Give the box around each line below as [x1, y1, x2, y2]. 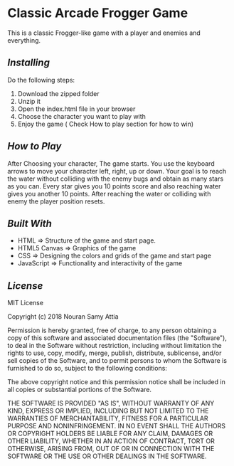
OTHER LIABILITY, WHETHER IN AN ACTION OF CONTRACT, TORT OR [7, 437, 215, 445]
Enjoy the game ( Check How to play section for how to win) [17, 120, 194, 128]
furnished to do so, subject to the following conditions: [7, 364, 167, 373]
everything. [7, 36, 41, 44]
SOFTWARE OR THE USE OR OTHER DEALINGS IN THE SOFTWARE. [7, 452, 207, 460]
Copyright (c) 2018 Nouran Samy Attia [7, 312, 119, 321]
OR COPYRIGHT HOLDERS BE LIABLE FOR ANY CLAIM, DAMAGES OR [7, 429, 213, 438]
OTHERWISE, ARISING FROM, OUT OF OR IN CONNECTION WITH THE [7, 445, 215, 453]
